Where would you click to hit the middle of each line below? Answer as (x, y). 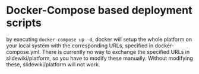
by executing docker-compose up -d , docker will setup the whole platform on (99, 39)
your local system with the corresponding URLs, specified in (80, 46)
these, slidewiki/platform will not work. (53, 64)
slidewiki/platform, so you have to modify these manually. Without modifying (99, 58)
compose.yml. (23, 52)
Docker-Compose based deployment (99, 10)
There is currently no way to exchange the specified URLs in (116, 52)
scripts (24, 23)
